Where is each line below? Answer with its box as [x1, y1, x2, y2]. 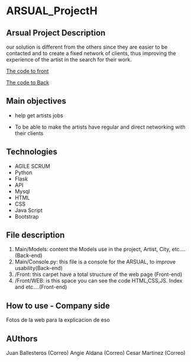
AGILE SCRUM [14, 162, 50, 169]
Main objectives [6, 96, 67, 106]
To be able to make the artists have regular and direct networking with [14, 123, 186, 130]
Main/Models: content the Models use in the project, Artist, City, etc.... [14, 246, 186, 253]
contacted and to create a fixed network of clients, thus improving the [6, 50, 176, 57]
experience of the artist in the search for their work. [6, 56, 132, 63]
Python [14, 169, 33, 176]
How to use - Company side [6, 300, 111, 310]
